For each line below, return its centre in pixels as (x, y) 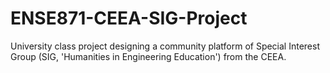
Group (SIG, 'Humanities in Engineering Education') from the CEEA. (148, 56)
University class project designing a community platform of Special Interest (165, 46)
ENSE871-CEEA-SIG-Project (129, 18)
